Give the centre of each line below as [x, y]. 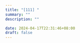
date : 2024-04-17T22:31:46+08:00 [40, 28]
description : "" [22, 19]
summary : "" [18, 14]
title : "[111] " [22, 10]
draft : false [19, 33]
